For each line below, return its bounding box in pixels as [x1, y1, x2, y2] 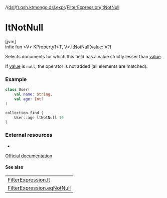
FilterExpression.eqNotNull [8, 184, 71, 191]
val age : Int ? [14, 96, 44, 102]
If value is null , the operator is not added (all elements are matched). [5, 63, 148, 69]
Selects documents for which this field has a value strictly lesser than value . [5, 53, 162, 59]
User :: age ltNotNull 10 [14, 115, 64, 120]
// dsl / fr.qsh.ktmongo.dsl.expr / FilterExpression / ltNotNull [5, 5, 120, 10]
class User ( [5, 87, 30, 92]
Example [5, 75, 27, 82]
